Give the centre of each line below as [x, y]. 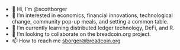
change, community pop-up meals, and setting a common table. [90, 21]
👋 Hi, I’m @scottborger [39, 9]
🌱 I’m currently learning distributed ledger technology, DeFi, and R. [93, 28]
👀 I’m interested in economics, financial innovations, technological [92, 15]
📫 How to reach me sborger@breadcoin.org [66, 41]
